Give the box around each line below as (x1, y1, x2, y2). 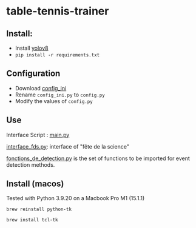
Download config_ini (15, 84, 67, 92)
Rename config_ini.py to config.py (15, 91, 105, 98)
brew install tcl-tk (6, 217, 59, 223)
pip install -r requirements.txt (15, 52, 100, 58)
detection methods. (6, 161, 55, 168)
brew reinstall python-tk (6, 206, 72, 213)
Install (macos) (6, 179, 64, 189)
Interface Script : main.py (6, 131, 70, 138)
